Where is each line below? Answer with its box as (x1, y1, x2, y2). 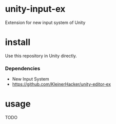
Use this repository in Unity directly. (5, 53, 77, 59)
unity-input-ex (5, 3, 66, 15)
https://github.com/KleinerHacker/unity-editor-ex (12, 82, 111, 87)
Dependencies (5, 65, 40, 72)
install (5, 37, 31, 48)
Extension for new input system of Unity (5, 20, 86, 25)
